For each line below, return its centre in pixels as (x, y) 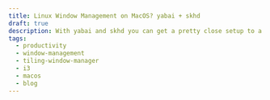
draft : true (28, 23)
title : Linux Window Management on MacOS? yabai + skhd (104, 16)
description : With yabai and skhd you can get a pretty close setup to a (135, 31)
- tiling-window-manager (57, 61)
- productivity (41, 46)
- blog (27, 83)
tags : (17, 38)
